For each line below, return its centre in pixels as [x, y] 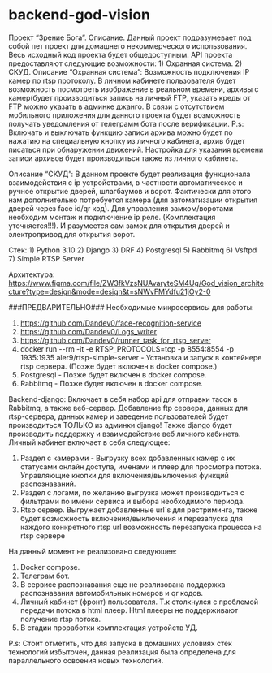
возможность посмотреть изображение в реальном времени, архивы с [134, 89]
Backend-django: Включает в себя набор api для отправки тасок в [123, 399]
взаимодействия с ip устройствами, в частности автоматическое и [126, 182]
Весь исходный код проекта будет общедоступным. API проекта [121, 54]
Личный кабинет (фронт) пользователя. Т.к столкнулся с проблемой [139, 602]
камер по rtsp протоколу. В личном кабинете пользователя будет [122, 80]
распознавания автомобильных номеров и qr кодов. [111, 593]
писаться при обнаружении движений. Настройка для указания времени [136, 149]
